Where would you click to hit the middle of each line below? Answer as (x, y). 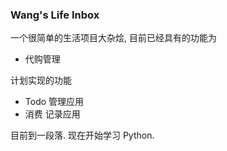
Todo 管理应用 (54, 102)
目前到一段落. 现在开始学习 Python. (82, 135)
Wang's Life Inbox (55, 15)
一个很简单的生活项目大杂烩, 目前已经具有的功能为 (113, 38)
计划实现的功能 (41, 80)
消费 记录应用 (52, 114)
